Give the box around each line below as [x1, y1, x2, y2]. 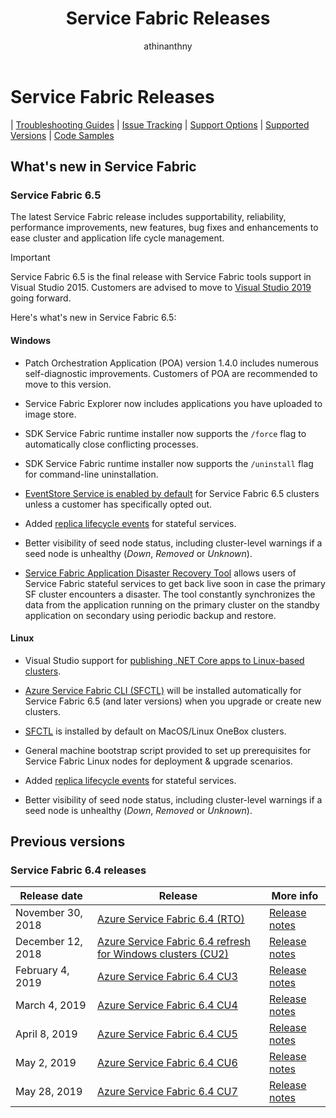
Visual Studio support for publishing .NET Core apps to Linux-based [24, 654, 305, 666]
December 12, [15, 935, 83, 949]
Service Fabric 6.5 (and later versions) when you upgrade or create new [24, 695, 322, 707]
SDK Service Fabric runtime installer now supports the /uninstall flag [24, 457, 314, 469]
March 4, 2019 [15, 998, 87, 1012]
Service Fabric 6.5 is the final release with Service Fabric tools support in [10, 271, 312, 283]
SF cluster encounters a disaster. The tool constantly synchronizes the [24, 588, 316, 600]
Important [10, 252, 51, 264]
